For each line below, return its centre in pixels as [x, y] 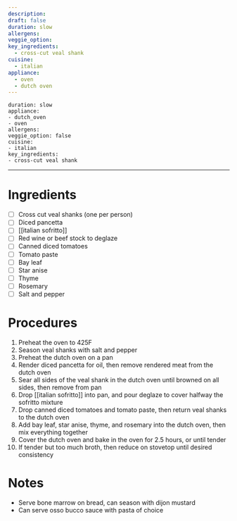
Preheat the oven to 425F [55, 342]
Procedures [43, 323]
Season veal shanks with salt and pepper [78, 350]
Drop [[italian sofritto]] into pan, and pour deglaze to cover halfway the [121, 394]
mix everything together [53, 432]
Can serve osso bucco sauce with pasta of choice [91, 510]
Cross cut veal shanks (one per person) [75, 215]
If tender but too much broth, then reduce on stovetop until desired [115, 447]
